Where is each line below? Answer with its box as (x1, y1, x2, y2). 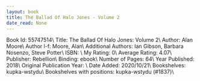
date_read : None (6, 20, 47, 26)
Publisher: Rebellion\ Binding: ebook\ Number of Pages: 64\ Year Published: (6, 55, 195, 63)
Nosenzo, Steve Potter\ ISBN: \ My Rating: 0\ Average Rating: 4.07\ (6, 49, 172, 56)
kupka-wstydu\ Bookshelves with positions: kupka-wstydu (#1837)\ (6, 68, 174, 76)
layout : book (6, 8, 39, 15)
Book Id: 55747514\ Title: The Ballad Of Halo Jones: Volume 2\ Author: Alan (6, 37, 193, 44)
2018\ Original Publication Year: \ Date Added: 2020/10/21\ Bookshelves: (6, 62, 186, 69)
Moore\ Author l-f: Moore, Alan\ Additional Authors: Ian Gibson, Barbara (6, 43, 184, 50)
